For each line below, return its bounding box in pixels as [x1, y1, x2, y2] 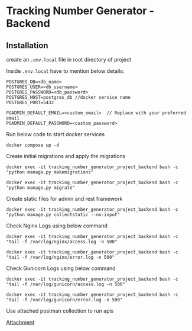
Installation [6, 40, 48, 50]
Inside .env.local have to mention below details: [6, 68, 125, 75]
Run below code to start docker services [6, 131, 105, 137]
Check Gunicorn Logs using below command [6, 265, 116, 272]
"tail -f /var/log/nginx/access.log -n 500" [6, 239, 118, 245]
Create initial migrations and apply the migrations [6, 153, 126, 159]
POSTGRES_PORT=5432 [6, 99, 54, 105]
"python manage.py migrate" [6, 185, 76, 191]
